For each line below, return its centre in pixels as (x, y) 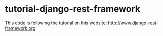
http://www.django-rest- (133, 23)
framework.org (20, 28)
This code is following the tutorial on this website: (56, 23)
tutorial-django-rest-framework (73, 9)
